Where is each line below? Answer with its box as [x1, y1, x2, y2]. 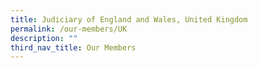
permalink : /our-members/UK [10, 24, 128, 34]
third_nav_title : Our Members [10, 42, 137, 53]
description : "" [10, 33, 78, 43]
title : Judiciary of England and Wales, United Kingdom [10, 14, 248, 25]
